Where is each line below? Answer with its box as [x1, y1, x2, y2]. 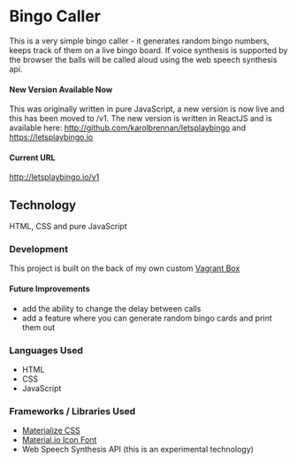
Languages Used [9, 343, 84, 356]
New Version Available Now [9, 84, 113, 95]
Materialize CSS [21, 425, 81, 436]
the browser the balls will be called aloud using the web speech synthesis [9, 54, 278, 65]
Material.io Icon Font [21, 435, 97, 445]
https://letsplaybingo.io [9, 132, 94, 143]
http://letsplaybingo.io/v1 [9, 172, 100, 182]
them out [21, 321, 56, 333]
